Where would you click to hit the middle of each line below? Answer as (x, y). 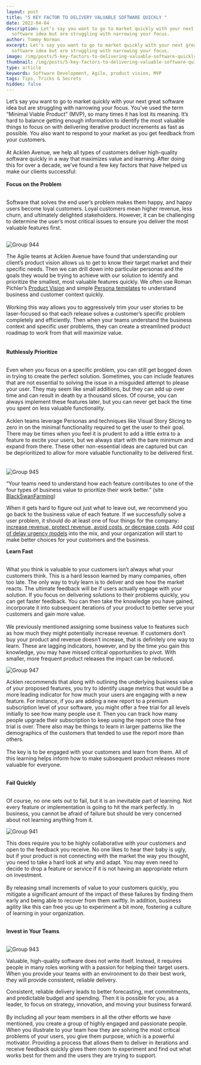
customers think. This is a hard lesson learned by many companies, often (96, 576)
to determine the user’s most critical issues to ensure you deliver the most (97, 221)
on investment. (25, 875)
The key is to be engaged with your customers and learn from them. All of (97, 752)
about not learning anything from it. (50, 820)
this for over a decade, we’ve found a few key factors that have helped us (97, 165)
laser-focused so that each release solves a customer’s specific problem (96, 313)
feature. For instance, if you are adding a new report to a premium (87, 701)
